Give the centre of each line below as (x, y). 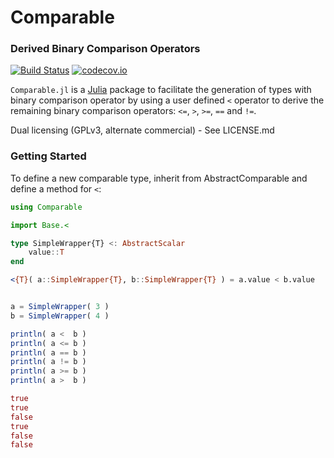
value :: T (46, 252)
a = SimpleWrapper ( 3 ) (60, 307)
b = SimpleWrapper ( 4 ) (60, 316)
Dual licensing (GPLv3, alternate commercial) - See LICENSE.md (142, 130)
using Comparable (46, 207)
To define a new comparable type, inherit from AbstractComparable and (159, 178)
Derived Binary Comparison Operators (105, 49)
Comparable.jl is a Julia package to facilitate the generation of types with (161, 90)
